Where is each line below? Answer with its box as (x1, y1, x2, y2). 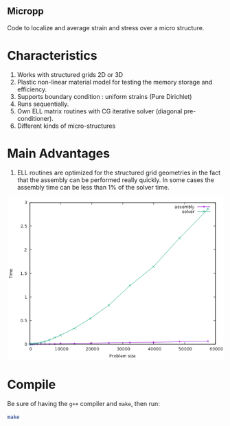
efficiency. (16, 85, 47, 93)
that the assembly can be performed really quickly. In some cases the (16, 175, 215, 184)
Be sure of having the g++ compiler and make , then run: (7, 399, 160, 407)
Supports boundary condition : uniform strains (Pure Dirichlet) (16, 92, 192, 100)
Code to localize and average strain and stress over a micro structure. (7, 23, 205, 32)
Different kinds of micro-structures (16, 122, 116, 130)
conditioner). (16, 114, 54, 122)
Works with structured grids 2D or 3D (16, 70, 124, 78)
